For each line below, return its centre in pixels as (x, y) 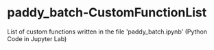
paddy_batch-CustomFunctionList (107, 13)
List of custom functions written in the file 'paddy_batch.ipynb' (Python (107, 32)
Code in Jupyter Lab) (37, 38)
